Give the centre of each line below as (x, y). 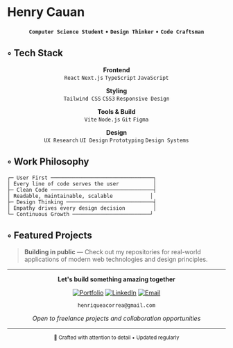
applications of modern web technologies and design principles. (116, 259)
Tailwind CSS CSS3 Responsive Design (116, 99)
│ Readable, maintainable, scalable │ (80, 196)
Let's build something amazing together (116, 279)
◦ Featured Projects (50, 235)
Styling (116, 90)
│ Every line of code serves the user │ (82, 184)
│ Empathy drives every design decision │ (82, 208)
